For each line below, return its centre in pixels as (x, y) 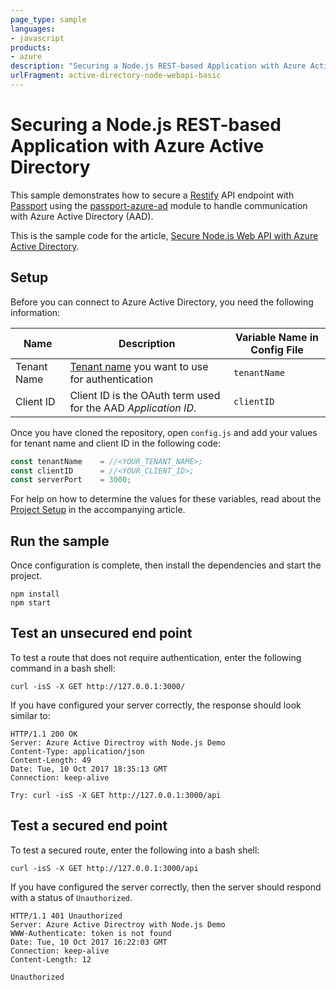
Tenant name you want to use (139, 366)
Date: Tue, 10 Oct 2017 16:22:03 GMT (89, 942)
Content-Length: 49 (51, 760)
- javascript (37, 38)
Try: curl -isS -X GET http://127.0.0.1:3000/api (116, 795)
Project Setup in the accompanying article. (98, 510)
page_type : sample (48, 19)
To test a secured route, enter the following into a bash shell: (135, 850)
